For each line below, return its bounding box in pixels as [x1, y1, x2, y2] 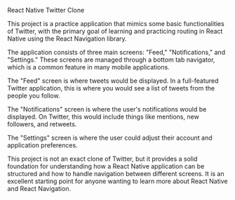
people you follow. [7, 91, 60, 100]
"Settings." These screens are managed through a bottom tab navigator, [7, 55, 215, 64]
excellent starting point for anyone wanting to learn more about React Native [7, 177, 228, 185]
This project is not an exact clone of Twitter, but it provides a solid [7, 154, 198, 163]
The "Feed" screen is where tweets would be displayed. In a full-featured [7, 76, 219, 85]
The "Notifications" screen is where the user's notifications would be [7, 105, 207, 113]
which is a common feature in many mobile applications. [7, 63, 170, 71]
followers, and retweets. [7, 120, 77, 128]
